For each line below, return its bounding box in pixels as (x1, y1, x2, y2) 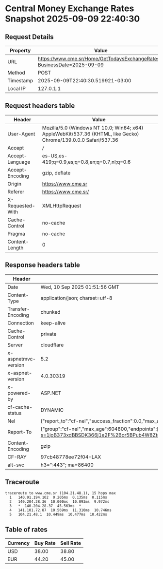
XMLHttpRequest (42, 202, 81, 209)
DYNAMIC (40, 406, 64, 413)
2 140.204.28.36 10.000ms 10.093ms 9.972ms (9, 499, 110, 504)
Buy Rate (34, 540, 56, 547)
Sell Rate (60, 540, 81, 547)
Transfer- (7, 305, 30, 312)
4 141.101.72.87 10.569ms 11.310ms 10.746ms (9, 508, 112, 513)
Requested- (7, 202, 35, 209)
